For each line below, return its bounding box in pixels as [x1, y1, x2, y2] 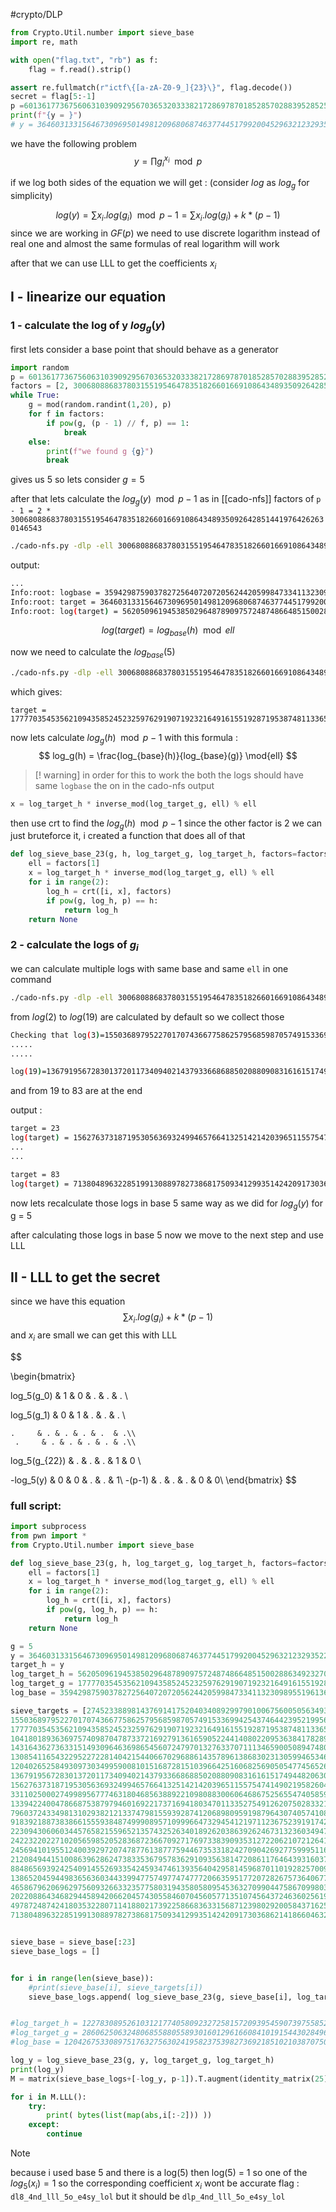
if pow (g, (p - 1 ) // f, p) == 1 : [46, 418, 190, 428]
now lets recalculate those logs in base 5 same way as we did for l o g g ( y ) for [10, 1197, 324, 1211]
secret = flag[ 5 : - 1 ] [10, 92, 97, 102]
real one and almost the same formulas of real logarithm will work [10, 237, 280, 249]
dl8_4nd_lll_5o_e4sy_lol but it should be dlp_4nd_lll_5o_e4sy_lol [10, 2190, 286, 2202]
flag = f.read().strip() [28, 64, 132, 74]
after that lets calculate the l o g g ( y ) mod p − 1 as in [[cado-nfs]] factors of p [10, 493, 322, 508]
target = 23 [10, 1124, 60, 1134]
